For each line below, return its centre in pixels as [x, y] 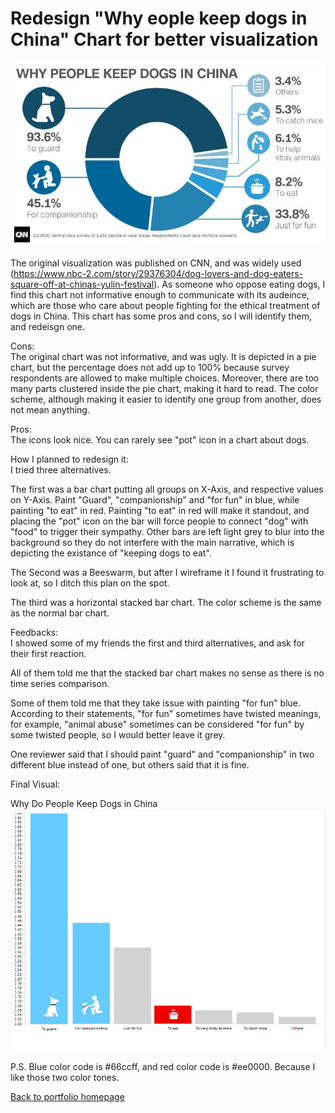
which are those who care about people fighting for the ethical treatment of [165, 305]
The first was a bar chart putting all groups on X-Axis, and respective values [167, 489]
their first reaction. [48, 653]
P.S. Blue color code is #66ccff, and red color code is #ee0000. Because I [163, 1067]
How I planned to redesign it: [69, 459]
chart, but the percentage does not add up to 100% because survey [150, 367]
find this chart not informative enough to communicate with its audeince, [160, 294]
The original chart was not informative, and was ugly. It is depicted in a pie [163, 356]
